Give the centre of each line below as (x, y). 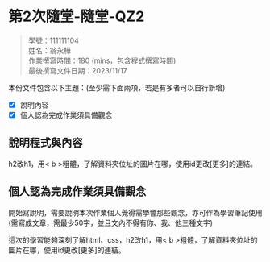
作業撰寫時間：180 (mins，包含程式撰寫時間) (102, 60)
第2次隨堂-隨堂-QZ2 (77, 17)
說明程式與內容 (46, 143)
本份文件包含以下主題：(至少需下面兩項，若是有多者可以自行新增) (117, 87)
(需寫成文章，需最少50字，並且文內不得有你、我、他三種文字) (111, 222)
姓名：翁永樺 (49, 50)
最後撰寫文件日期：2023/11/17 (77, 70)
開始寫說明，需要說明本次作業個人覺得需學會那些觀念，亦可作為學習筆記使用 (135, 212)
